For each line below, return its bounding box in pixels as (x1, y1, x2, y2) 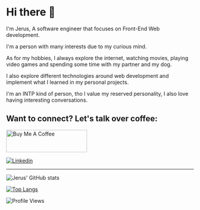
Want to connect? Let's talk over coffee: (6, 114, 158, 124)
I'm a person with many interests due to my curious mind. (6, 43, 147, 50)
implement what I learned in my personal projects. (6, 79, 129, 86)
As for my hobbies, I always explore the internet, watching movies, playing (6, 54, 189, 61)
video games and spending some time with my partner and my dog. (6, 61, 172, 68)
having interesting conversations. (6, 96, 88, 104)
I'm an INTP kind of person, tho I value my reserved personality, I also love (6, 90, 189, 97)
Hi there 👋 (6, 5, 55, 19)
